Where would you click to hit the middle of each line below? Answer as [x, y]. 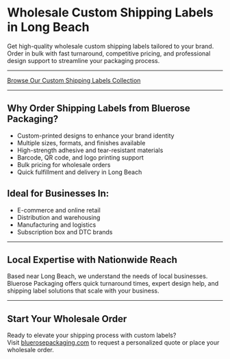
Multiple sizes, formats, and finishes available [81, 143]
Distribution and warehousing [59, 217]
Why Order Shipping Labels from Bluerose [99, 109]
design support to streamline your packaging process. [84, 60]
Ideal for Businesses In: [58, 194]
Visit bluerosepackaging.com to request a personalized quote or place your [113, 343]
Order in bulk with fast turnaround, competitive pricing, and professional [109, 53]
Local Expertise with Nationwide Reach [92, 259]
